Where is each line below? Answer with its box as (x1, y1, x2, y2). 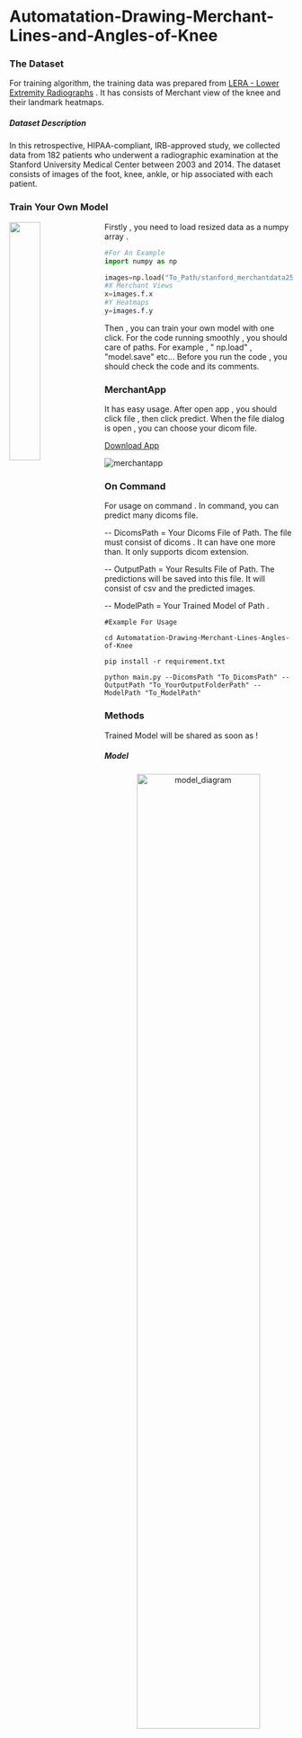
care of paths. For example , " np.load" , (104, 342, 253, 352)
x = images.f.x (104, 290, 154, 299)
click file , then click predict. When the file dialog (104, 414, 285, 424)
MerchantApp (104, 383, 166, 396)
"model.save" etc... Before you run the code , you (104, 351, 288, 361)
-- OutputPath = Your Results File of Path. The (104, 564, 276, 575)
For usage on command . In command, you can (104, 501, 280, 512)
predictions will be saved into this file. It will (104, 574, 265, 584)
